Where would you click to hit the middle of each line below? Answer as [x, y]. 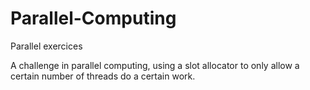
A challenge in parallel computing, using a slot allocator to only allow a [155, 65]
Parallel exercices [46, 46]
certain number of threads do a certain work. [103, 76]
